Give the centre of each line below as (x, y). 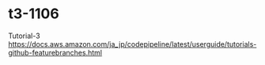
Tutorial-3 (25, 36)
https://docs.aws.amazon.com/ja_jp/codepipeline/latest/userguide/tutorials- (132, 44)
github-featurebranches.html (55, 52)
